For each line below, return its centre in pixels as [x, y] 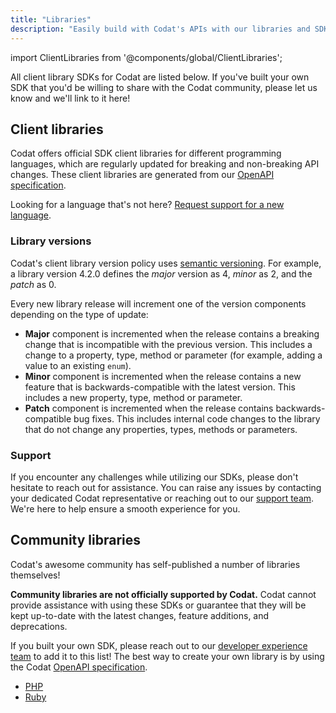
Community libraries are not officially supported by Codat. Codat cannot [163, 594]
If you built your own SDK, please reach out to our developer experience [159, 645]
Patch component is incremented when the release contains [149, 408]
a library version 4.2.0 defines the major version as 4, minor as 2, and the [161, 273]
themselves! [35, 575]
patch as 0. [33, 284]
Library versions [51, 241]
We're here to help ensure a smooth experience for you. [125, 508]
